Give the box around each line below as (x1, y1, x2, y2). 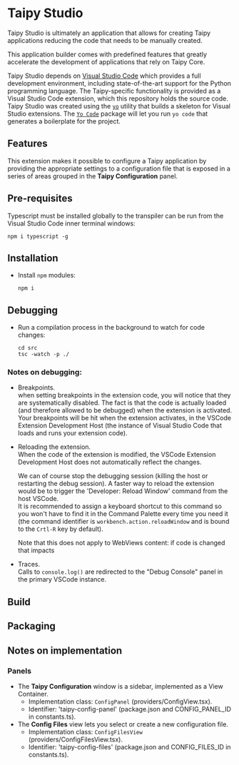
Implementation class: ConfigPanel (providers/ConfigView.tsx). (28, 697, 213, 706)
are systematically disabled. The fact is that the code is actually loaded (17, 398, 227, 407)
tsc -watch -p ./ (17, 351, 70, 358)
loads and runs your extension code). (17, 429, 128, 437)
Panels (7, 666, 32, 676)
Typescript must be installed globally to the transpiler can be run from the (7, 211, 224, 220)
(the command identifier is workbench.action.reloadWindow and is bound (17, 517, 230, 526)
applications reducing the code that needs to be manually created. (7, 36, 203, 44)
